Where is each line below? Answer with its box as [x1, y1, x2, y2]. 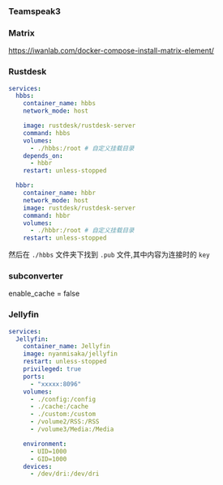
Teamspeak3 [8, 6, 61, 17]
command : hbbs [23, 129, 71, 137]
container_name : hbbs [23, 100, 96, 108]
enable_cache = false [8, 289, 80, 299]
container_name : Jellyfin [23, 342, 111, 351]
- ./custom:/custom [29, 411, 96, 419]
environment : [23, 440, 67, 448]
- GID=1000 [29, 455, 67, 463]
